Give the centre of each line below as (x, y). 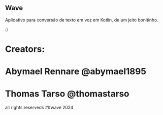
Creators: (25, 49)
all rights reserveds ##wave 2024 (39, 108)
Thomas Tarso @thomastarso (67, 94)
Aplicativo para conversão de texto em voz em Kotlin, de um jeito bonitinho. (82, 20)
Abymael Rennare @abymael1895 (76, 72)
